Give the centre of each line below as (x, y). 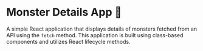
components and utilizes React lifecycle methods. (68, 41)
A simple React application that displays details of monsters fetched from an (102, 29)
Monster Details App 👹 (64, 12)
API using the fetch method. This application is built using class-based (95, 35)
